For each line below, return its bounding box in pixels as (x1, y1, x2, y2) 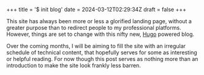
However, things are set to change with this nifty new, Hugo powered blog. (6, 30, 195, 38)
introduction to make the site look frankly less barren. (6, 62, 141, 69)
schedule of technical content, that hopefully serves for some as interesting (6, 49, 197, 56)
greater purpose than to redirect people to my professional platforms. (6, 24, 182, 31)
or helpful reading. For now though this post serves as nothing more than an (6, 55, 198, 62)
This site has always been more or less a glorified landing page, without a (6, 18, 192, 24)
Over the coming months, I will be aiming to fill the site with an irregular (6, 43, 186, 49)
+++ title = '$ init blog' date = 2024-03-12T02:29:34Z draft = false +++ (6, 6, 187, 13)
